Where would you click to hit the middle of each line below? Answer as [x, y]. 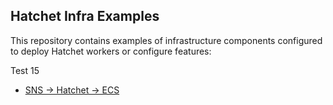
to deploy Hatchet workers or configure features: [111, 51]
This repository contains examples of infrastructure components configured [166, 40]
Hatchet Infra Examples [85, 16]
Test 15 [25, 70]
